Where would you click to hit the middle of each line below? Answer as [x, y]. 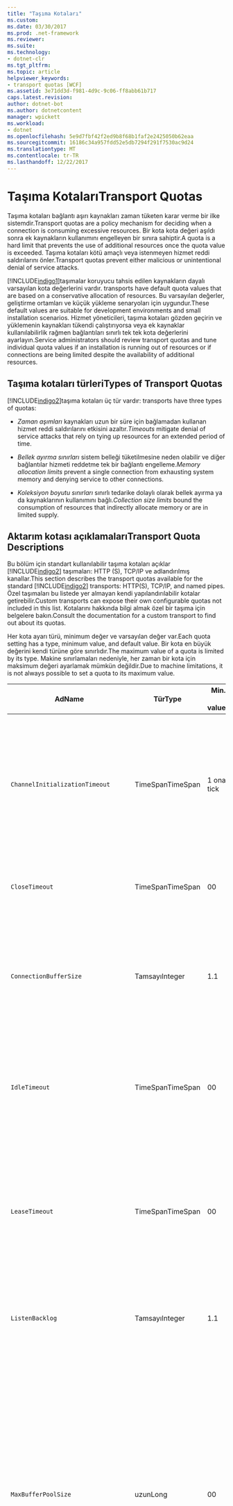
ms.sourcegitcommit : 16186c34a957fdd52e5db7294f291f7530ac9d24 [101, 143]
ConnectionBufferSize [46, 977]
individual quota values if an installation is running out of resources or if [109, 347]
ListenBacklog [34, 1319]
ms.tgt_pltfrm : [29, 65]
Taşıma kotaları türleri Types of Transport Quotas [115, 384]
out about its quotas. [37, 623]
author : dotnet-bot [35, 104]
